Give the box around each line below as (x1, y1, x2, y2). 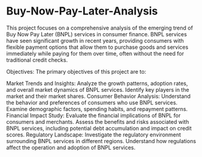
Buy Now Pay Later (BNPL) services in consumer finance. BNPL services (6, 30, 187, 37)
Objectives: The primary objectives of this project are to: (6, 68, 147, 75)
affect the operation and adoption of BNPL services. (6, 144, 136, 151)
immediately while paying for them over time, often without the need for (6, 50, 185, 57)
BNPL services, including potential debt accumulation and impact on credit (6, 124, 192, 132)
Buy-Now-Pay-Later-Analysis (6, 4, 158, 18)
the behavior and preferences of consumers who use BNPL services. (6, 98, 178, 106)
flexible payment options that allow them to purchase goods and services (6, 43, 189, 51)
